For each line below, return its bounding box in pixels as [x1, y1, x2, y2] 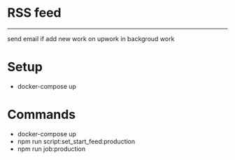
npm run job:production [17, 145, 86, 153]
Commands [7, 107, 76, 123]
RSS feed [7, 5, 62, 21]
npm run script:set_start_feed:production [17, 137, 136, 145]
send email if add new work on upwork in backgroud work [7, 34, 175, 43]
